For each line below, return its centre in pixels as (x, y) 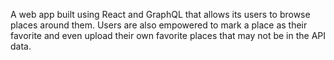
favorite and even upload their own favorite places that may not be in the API (168, 35)
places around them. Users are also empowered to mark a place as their (159, 25)
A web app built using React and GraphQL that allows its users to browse (160, 14)
